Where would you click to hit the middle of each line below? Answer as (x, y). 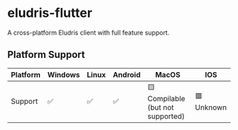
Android (127, 74)
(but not (161, 107)
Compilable (166, 98)
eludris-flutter (50, 13)
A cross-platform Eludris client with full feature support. (89, 32)
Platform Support (46, 55)
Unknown (211, 107)
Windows (63, 74)
